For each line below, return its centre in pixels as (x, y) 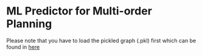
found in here (23, 47)
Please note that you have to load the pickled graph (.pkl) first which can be (101, 40)
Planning (29, 24)
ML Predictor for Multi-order (79, 11)
